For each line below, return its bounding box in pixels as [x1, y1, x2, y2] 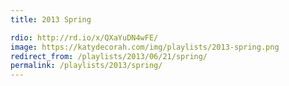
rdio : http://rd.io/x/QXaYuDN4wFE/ [10, 32, 159, 43]
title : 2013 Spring [10, 14, 92, 25]
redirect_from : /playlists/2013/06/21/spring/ [10, 51, 208, 61]
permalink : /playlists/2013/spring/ [10, 61, 163, 71]
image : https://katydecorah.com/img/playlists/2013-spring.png [10, 42, 280, 52]
